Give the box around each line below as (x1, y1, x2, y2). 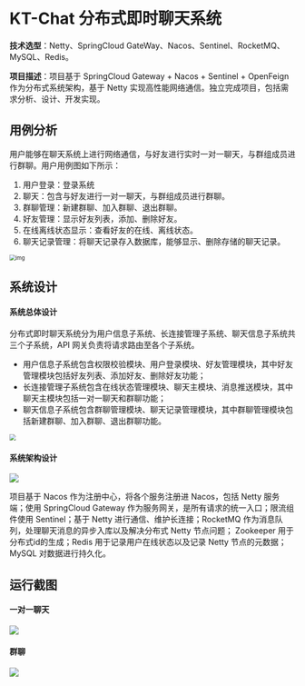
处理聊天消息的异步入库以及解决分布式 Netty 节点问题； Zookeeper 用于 (25, 525, 295, 536)
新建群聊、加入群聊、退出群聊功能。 (30, 415, 166, 427)
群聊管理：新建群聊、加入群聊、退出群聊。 (22, 202, 182, 213)
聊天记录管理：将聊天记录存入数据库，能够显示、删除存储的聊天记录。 (22, 235, 286, 246)
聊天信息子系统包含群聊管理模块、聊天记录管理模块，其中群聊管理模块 (22, 404, 286, 415)
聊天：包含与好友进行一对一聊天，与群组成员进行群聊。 (22, 190, 230, 201)
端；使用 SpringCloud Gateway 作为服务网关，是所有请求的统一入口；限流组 (9, 502, 295, 513)
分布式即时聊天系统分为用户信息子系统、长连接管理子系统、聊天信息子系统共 (9, 328, 296, 339)
